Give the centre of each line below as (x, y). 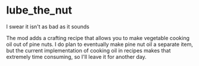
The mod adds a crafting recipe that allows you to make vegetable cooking (98, 38)
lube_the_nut (39, 10)
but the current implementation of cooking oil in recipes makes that (88, 50)
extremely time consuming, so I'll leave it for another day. (77, 57)
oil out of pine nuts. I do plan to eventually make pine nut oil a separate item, (100, 44)
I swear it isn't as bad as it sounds (48, 27)
